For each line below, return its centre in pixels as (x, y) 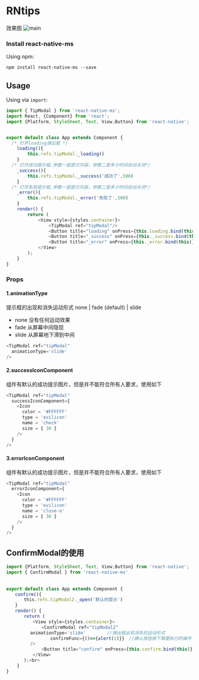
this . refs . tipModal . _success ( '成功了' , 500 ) (81, 176)
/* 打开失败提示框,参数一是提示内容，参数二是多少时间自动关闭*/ (81, 187)
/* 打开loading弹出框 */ (40, 143)
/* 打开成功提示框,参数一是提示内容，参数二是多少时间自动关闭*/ (81, 165)
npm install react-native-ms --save (51, 67)
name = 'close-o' (43, 511)
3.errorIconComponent (35, 458)
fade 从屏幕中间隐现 (39, 327)
